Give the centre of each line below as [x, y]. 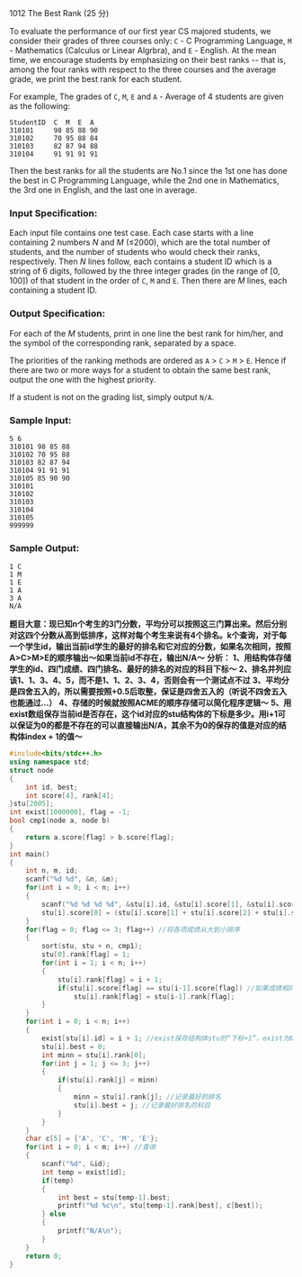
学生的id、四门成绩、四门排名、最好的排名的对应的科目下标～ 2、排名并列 [147, 669]
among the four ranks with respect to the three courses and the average [143, 69]
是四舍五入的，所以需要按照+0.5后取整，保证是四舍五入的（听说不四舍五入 [148, 692]
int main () [30, 854]
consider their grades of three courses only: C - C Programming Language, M [151, 41]
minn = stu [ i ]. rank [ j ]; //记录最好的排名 [147, 1097]
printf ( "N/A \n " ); [90, 1231]
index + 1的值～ [53, 737]
